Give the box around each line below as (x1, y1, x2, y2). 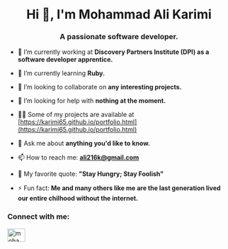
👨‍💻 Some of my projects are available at (17, 110, 135, 119)
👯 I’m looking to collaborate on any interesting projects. (17, 83, 182, 92)
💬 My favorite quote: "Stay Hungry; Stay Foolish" (17, 170, 164, 178)
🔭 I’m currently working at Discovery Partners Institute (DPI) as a (17, 48, 210, 56)
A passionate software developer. (59, 32, 178, 42)
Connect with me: (7, 212, 70, 222)
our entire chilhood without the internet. (17, 194, 139, 203)
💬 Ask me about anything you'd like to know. (17, 139, 151, 148)
